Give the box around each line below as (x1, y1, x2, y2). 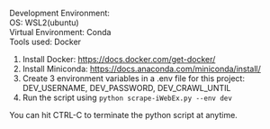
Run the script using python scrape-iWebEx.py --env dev (22, 92, 232, 103)
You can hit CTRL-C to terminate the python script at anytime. (9, 110, 238, 120)
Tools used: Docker (9, 36, 82, 47)
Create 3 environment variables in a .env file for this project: (22, 73, 246, 84)
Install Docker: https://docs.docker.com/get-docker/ (22, 54, 216, 64)
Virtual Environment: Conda (9, 27, 112, 37)
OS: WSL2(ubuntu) (9, 17, 79, 28)
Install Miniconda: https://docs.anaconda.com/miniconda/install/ (22, 63, 261, 74)
